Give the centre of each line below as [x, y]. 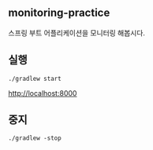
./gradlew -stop [35, 138]
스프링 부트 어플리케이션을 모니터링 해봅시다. [77, 33]
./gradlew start [35, 79]
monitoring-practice [59, 13]
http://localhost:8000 [43, 93]
